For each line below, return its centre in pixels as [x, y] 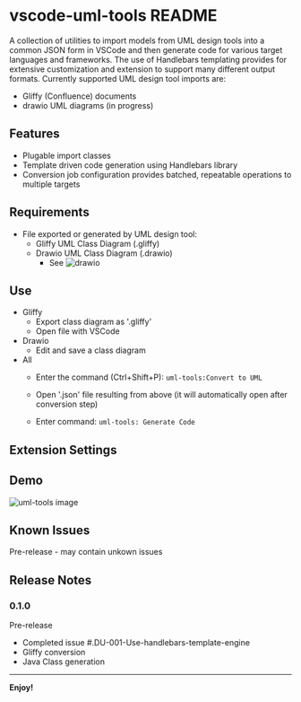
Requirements [49, 212]
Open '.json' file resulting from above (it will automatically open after [162, 395]
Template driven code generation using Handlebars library [130, 165]
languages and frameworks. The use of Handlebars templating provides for [148, 59]
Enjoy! [21, 688]
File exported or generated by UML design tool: [110, 233]
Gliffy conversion [54, 653]
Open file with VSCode [77, 331]
